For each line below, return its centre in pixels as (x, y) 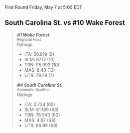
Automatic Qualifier (33, 90)
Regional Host (29, 39)
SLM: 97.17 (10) (40, 59)
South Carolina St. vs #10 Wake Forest (65, 23)
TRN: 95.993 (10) (42, 65)
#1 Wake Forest (33, 35)
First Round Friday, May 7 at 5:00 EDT (44, 7)
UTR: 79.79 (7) (39, 75)
